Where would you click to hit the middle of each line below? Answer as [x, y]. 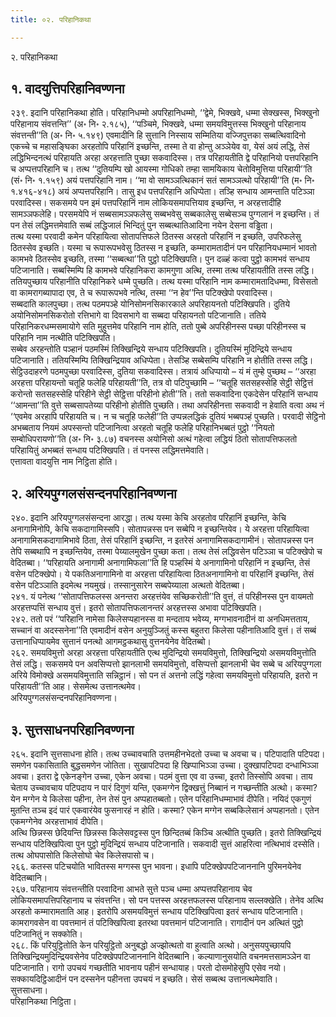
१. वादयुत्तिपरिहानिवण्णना [67, 89]
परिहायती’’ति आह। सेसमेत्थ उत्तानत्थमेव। [76, 687]
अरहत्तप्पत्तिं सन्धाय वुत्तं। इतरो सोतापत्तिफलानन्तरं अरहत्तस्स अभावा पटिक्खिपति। [136, 608]
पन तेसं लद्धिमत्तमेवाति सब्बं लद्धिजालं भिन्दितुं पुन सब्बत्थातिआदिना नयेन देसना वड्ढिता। [142, 225]
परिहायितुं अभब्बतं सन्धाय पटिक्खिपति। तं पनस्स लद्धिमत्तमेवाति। [110, 450]
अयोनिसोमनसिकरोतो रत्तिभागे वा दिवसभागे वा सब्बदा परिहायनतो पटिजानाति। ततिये [138, 315]
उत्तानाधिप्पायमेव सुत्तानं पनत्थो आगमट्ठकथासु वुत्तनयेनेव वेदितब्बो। [111, 642]
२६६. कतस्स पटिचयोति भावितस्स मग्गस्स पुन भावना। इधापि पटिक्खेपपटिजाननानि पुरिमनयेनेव [156, 867]
